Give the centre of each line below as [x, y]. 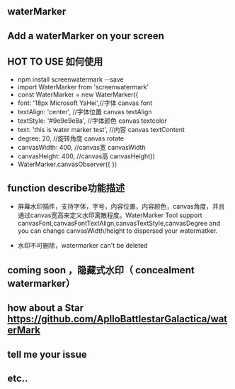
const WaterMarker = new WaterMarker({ [78, 94]
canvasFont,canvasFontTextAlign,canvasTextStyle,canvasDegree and [119, 224]
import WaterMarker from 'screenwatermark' [83, 87]
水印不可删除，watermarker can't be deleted [82, 246]
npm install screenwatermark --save [70, 79]
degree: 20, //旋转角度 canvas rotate [71, 138]
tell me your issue [47, 354]
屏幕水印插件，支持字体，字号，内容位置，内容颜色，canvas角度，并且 [121, 207]
